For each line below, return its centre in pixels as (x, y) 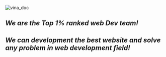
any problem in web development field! (68, 48)
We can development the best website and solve (83, 40)
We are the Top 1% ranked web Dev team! (72, 23)
